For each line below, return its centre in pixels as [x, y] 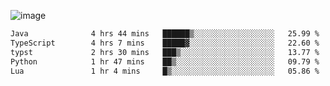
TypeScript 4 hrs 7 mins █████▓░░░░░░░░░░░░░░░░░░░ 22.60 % [165, 43]
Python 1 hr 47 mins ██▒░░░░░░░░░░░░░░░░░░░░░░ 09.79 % [165, 61]
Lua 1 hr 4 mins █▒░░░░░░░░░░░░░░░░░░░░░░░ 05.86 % [165, 71]
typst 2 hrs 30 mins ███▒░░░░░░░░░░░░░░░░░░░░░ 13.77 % [165, 52]
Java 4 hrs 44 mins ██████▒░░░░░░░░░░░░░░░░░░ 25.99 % [165, 34]
